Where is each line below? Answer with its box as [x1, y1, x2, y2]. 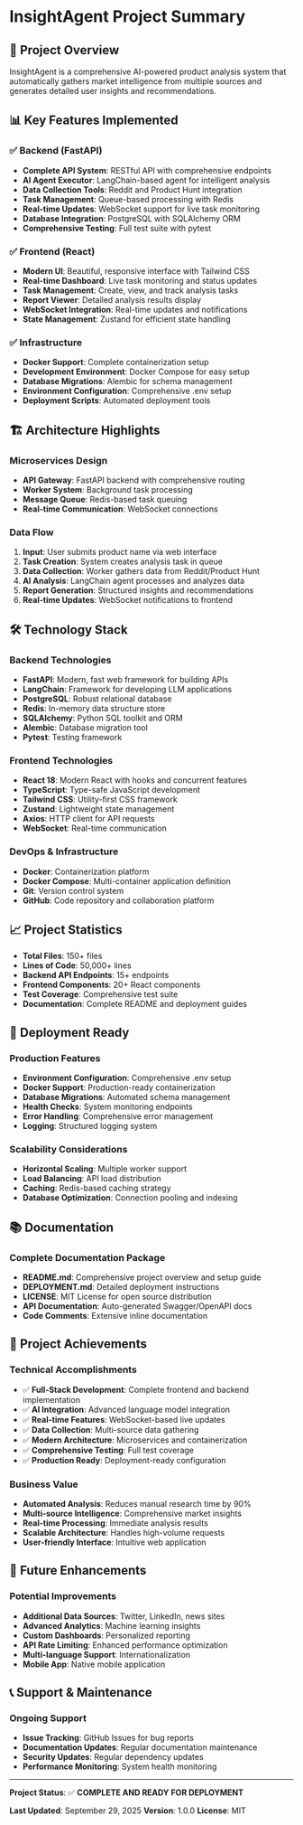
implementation [22, 1394, 81, 1405]
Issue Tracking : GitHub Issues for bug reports [22, 1733, 194, 1744]
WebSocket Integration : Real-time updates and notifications [22, 304, 248, 315]
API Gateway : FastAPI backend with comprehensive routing [22, 475, 245, 485]
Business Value [9, 1478, 78, 1491]
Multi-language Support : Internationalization [22, 1649, 191, 1660]
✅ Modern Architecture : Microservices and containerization [22, 1435, 248, 1445]
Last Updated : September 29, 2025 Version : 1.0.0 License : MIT [9, 1805, 246, 1816]
